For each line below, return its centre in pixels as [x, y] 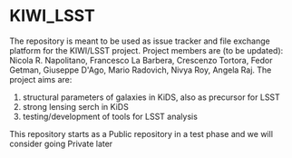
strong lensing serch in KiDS [75, 106]
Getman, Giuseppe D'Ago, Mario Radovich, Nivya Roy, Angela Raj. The [141, 70]
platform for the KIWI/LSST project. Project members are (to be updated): [146, 50]
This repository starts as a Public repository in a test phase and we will [141, 133]
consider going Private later [61, 143]
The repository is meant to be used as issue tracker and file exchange [140, 41]
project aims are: [41, 79]
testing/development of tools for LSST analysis [110, 116]
